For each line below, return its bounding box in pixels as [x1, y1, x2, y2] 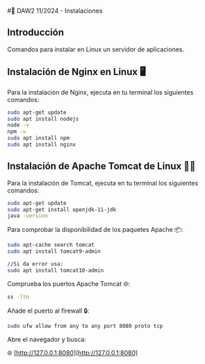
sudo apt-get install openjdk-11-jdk [7, 206, 117, 213]
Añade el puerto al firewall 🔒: [7, 306, 90, 315]
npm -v [7, 129, 26, 135]
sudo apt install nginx [7, 141, 76, 148]
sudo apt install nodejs [7, 115, 79, 122]
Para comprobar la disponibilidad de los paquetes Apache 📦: [7, 226, 183, 234]
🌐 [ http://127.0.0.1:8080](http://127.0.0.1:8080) [7, 348, 138, 357]
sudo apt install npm [7, 135, 70, 142]
